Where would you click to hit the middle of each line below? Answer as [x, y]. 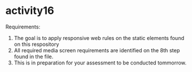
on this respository [36, 44]
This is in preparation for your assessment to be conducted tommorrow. [100, 63]
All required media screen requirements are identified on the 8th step [97, 50]
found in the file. [34, 56]
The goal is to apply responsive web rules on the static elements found [99, 38]
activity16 [30, 11]
